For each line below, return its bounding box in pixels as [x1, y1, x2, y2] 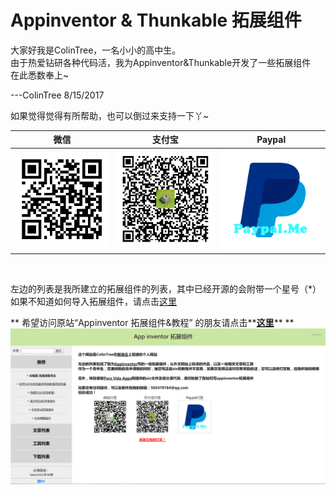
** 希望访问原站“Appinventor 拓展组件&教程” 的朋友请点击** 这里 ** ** [10, 316, 295, 328]
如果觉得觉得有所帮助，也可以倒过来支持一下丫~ [10, 109, 210, 121]
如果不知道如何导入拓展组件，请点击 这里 [10, 295, 177, 307]
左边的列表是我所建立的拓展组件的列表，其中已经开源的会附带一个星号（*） [10, 282, 322, 295]
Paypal [256, 133, 287, 145]
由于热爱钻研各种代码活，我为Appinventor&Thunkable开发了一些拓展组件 [10, 56, 312, 68]
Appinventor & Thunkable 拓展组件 [10, 9, 302, 32]
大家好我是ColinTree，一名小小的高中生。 [10, 44, 182, 56]
